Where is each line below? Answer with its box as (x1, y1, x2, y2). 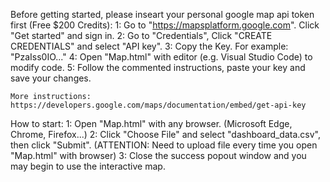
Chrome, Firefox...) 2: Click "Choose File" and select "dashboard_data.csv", (10, 129, 322, 140)
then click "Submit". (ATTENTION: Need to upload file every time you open (10, 139, 318, 151)
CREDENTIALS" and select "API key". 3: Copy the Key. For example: (10, 40, 289, 52)
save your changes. (10, 72, 92, 84)
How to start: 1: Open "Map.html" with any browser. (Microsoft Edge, (10, 118, 293, 129)
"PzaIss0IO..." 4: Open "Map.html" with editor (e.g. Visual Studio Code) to (10, 51, 313, 63)
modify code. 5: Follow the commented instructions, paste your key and (10, 62, 306, 73)
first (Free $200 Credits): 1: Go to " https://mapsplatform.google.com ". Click (10, 19, 320, 31)
